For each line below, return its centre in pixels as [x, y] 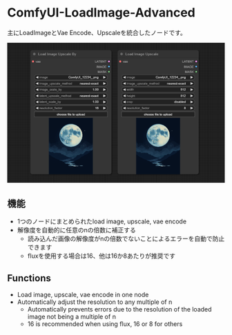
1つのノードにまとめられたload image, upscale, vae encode [102, 221]
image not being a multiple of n [71, 317]
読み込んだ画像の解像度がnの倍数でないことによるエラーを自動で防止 [126, 238]
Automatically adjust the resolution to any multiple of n [95, 302]
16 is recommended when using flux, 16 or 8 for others [105, 324]
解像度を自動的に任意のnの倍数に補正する [77, 230]
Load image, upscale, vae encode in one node [83, 295]
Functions [29, 278]
